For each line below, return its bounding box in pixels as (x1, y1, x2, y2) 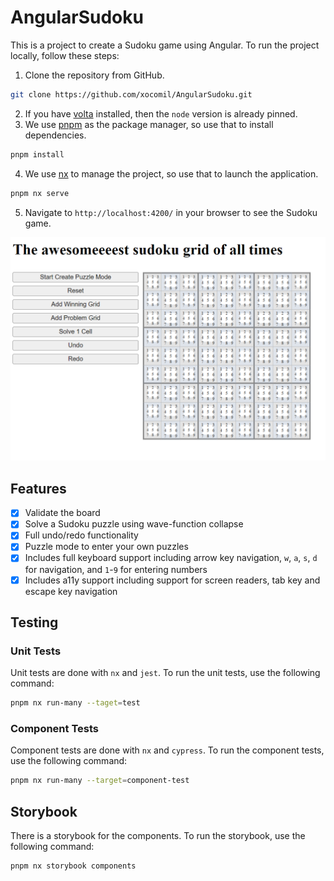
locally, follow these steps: (10, 49, 120, 61)
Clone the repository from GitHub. (24, 69, 165, 81)
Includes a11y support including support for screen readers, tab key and (24, 574, 321, 586)
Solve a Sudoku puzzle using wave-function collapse (24, 518, 244, 530)
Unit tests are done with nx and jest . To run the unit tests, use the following (10, 667, 321, 679)
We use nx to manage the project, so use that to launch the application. (24, 167, 319, 180)
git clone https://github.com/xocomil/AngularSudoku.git (10, 89, 253, 100)
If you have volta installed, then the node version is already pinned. (24, 107, 298, 120)
